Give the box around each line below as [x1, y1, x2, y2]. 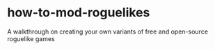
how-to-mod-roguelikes [7, 5, 150, 21]
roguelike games [7, 34, 55, 42]
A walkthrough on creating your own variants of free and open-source [7, 27, 209, 36]
